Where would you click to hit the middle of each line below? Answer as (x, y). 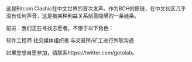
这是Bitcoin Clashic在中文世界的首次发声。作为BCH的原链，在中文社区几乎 (96, 8)
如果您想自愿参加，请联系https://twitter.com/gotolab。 (72, 53)
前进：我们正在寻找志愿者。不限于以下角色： (60, 28)
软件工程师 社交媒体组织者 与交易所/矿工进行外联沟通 (70, 40)
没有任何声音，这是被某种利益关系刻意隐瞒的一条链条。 (73, 16)
